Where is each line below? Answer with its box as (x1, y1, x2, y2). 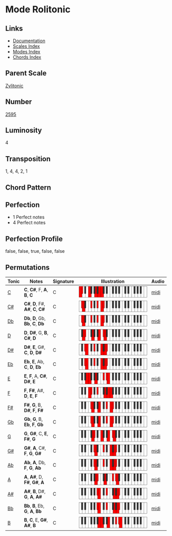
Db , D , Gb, (24, 315, 46, 322)
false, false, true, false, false (5, 248, 65, 254)
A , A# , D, (24, 474, 44, 480)
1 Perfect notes (12, 214, 45, 220)
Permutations (5, 263, 50, 272)
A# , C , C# (24, 306, 45, 312)
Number (5, 98, 32, 106)
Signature (53, 278, 74, 284)
